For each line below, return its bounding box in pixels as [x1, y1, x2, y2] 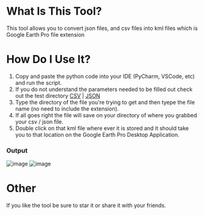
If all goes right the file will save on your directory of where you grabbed [15, 111, 197, 118]
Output [6, 146, 28, 155]
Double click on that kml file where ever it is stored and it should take [15, 124, 189, 132]
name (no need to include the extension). [15, 105, 119, 112]
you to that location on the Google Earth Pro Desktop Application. [15, 131, 180, 138]
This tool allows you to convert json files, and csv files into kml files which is [6, 24, 198, 32]
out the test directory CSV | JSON [15, 92, 101, 99]
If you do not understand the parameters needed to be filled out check [15, 86, 193, 93]
